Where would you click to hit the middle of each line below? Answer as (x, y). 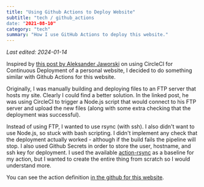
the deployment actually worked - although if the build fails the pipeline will (101, 140)
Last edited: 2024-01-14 (37, 52)
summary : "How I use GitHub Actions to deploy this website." (87, 35)
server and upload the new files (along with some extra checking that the (99, 108)
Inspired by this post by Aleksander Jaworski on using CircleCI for (90, 64)
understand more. (29, 166)
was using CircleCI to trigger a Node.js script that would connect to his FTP (101, 102)
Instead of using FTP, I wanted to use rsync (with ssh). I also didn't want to (100, 127)
